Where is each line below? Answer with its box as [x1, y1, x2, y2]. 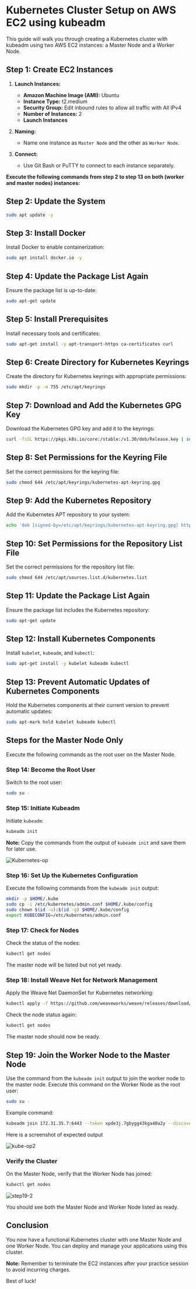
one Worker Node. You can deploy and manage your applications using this [6, 1242, 188, 1249]
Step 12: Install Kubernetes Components [6, 634, 156, 644]
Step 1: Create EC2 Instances [6, 65, 114, 75]
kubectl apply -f [6, 1000, 48, 1007]
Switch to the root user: [6, 779, 62, 786]
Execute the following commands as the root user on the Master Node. [6, 750, 176, 758]
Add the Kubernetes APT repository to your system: [6, 511, 130, 518]
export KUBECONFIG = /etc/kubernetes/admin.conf [6, 913, 121, 918]
